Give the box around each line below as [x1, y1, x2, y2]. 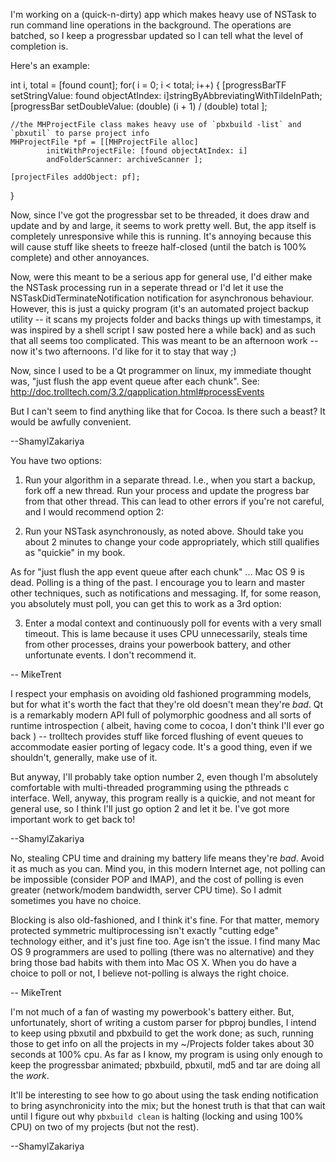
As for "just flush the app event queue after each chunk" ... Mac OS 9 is [10, 566, 305, 578]
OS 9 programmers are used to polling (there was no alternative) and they [10, 946, 315, 958]
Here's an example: [10, 60, 90, 71]
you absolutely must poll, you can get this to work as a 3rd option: [10, 598, 282, 609]
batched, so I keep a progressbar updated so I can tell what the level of [10, 30, 304, 41]
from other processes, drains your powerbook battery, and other [24, 639, 292, 650]
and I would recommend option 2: [24, 506, 165, 518]
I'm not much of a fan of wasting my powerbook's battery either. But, [10, 1006, 295, 1018]
